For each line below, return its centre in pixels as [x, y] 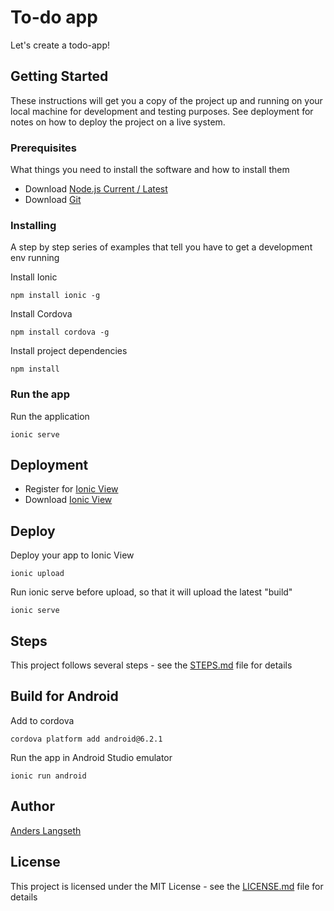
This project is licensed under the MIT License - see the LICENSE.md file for [167, 886]
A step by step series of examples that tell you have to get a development [161, 247]
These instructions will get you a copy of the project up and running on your [166, 100]
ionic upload [37, 574]
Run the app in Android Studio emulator [91, 757]
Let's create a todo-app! [60, 45]
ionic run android [48, 776]
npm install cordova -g [60, 332]
